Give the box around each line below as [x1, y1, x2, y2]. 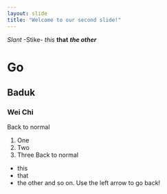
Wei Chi [7, 107, 34, 117]
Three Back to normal [16, 151, 79, 159]
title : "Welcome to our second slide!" [7, 17, 122, 23]
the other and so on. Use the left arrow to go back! [16, 179, 160, 187]
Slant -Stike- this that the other [7, 35, 97, 43]
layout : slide [7, 10, 48, 17]
